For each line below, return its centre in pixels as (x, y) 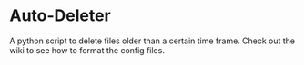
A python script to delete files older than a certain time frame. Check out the (152, 41)
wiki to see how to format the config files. (87, 50)
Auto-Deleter (60, 16)
